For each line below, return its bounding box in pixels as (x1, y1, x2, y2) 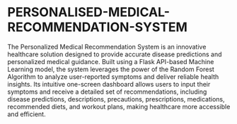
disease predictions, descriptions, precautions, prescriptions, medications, (7, 94, 225, 103)
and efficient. (7, 110, 46, 118)
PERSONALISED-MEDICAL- (7, 4, 170, 20)
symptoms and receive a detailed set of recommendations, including (7, 87, 207, 96)
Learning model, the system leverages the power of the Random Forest (7, 65, 214, 73)
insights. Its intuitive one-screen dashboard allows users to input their (7, 80, 211, 88)
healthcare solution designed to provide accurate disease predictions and (7, 50, 222, 58)
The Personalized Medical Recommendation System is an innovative (7, 42, 207, 51)
